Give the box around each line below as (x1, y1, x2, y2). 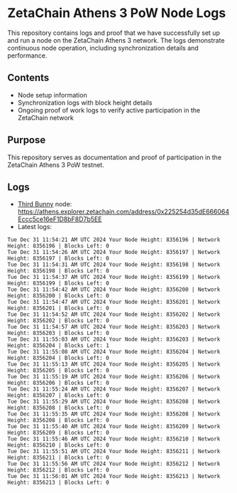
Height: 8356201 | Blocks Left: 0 (7, 304, 110, 312)
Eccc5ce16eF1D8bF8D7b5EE (17, 215, 102, 223)
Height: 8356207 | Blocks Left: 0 (7, 392, 110, 399)
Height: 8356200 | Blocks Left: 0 (7, 292, 110, 299)
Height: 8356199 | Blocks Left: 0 (7, 280, 110, 287)
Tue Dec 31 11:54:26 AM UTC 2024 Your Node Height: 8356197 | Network (7, 249, 221, 256)
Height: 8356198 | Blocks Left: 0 (7, 267, 110, 275)
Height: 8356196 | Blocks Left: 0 (7, 243, 110, 250)
